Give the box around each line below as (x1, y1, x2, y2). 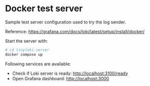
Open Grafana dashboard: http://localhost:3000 (12, 75, 109, 81)
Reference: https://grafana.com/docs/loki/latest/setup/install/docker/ (5, 28, 145, 34)
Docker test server (5, 3, 83, 14)
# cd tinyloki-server (5, 47, 50, 52)
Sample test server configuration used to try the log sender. (5, 19, 126, 25)
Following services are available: (5, 61, 71, 66)
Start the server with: (5, 38, 48, 44)
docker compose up (5, 52, 43, 57)
